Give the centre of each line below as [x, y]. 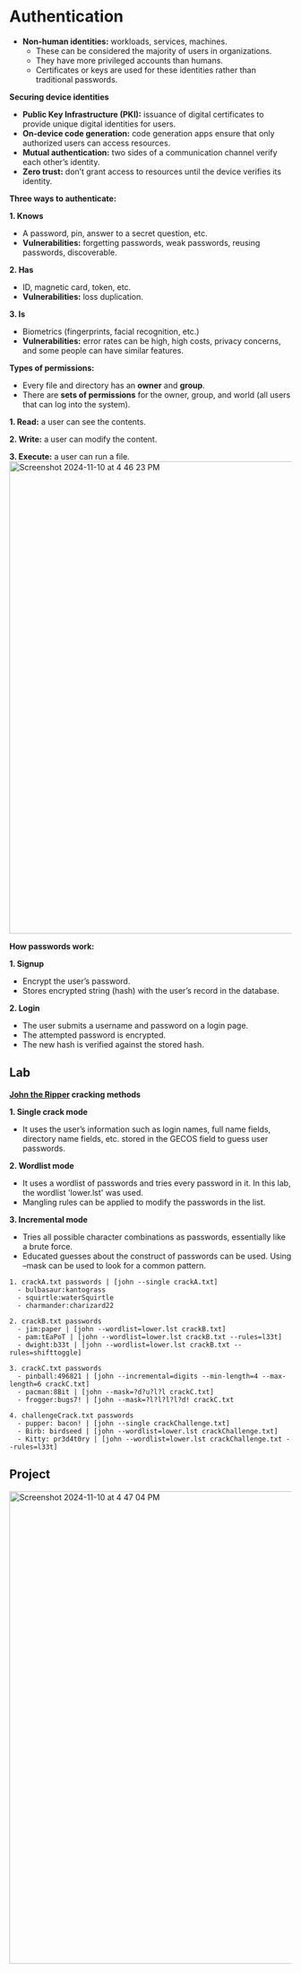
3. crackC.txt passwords [56, 1368]
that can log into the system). [76, 404]
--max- [274, 1376]
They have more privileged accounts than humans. [129, 60]
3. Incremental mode [48, 1219]
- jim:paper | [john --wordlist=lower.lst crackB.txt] [122, 1329]
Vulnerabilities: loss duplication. [82, 296]
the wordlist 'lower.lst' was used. [82, 1192]
